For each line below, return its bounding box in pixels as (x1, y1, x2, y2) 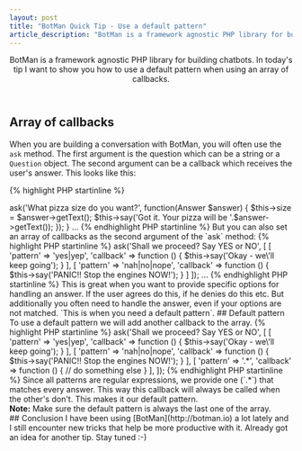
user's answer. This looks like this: (9, 167, 137, 178)
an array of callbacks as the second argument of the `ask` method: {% (9, 230, 270, 241)
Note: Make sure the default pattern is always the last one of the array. (9, 402, 271, 414)
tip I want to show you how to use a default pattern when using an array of (13, 64, 289, 75)
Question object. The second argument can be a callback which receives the (9, 158, 293, 168)
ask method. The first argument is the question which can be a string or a (9, 148, 280, 158)
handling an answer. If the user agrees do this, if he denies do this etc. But (9, 288, 285, 299)
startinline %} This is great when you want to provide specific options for (9, 278, 280, 289)
